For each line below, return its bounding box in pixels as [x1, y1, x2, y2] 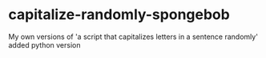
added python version [8, 40, 81, 49]
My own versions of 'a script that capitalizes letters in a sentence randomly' [8, 32, 259, 41]
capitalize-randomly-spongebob [8, 6, 230, 24]
